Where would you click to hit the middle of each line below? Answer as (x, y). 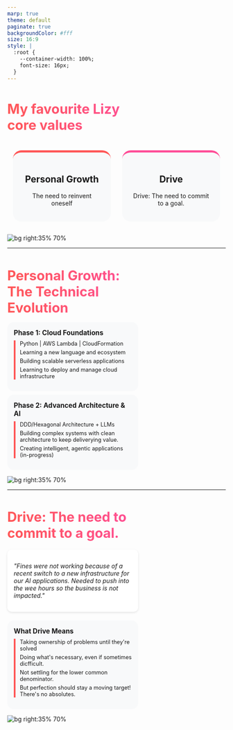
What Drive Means (44, 632)
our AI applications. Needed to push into (71, 581)
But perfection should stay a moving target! (75, 688)
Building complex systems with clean (67, 433)
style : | (20, 46)
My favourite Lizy (63, 109)
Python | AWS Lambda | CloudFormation (71, 343)
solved (28, 649)
